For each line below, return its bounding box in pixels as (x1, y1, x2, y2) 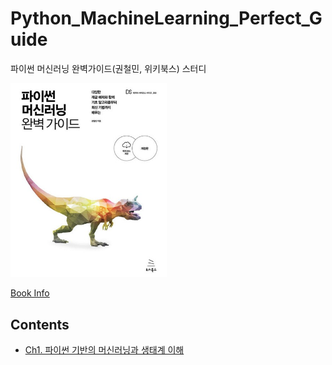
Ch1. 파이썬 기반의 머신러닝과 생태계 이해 (24, 344, 185, 356)
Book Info (10, 287, 50, 299)
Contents (10, 316, 70, 333)
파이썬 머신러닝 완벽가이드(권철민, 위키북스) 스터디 (10, 62, 207, 74)
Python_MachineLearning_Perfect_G (10, 7, 323, 30)
